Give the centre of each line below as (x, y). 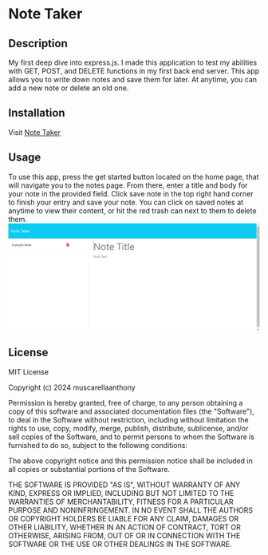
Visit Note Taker (35, 132)
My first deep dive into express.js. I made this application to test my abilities (133, 62)
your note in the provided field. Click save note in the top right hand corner (131, 193)
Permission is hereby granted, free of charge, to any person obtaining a (126, 402)
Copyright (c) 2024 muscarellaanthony (72, 387)
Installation (37, 113)
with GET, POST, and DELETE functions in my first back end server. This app (134, 71)
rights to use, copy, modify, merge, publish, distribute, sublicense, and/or (128, 428)
